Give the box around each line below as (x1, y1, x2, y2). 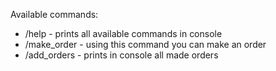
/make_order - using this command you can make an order (24, 39, 267, 50)
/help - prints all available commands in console (24, 28, 223, 39)
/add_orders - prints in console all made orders (24, 49, 219, 61)
